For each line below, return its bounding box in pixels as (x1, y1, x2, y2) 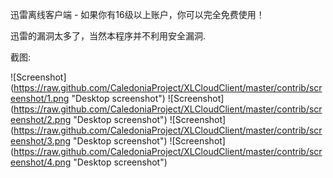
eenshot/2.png (10, 114, 72, 125)
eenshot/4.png (10, 156, 72, 168)
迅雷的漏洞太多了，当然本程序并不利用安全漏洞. (10, 30, 207, 42)
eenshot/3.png (10, 135, 72, 147)
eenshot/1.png (10, 93, 70, 104)
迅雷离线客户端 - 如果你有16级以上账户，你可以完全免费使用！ (10, 9, 265, 20)
